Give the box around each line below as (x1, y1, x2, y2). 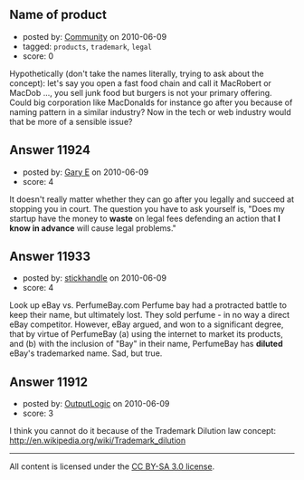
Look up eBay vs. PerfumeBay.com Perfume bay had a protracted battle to (9, 300, 288, 311)
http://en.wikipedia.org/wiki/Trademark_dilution (9, 435, 186, 446)
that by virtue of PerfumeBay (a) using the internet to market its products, (9, 329, 283, 340)
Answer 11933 (9, 249, 90, 264)
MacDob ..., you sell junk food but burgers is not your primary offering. (9, 87, 273, 98)
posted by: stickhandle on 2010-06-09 (22, 273, 167, 283)
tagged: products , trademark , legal (22, 41, 152, 52)
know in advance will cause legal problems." (9, 222, 176, 234)
